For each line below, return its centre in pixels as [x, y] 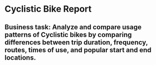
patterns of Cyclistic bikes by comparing [68, 34]
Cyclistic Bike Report [48, 9]
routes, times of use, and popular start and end [78, 50]
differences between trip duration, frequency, [76, 42]
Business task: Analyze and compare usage [73, 27]
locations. [20, 57]
